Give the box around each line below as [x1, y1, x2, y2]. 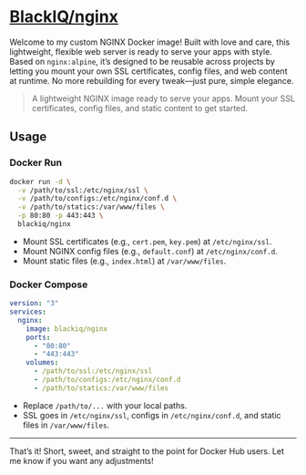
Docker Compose [9, 278, 88, 291]
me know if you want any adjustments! [9, 455, 155, 466]
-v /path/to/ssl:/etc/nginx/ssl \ [17, 185, 148, 195]
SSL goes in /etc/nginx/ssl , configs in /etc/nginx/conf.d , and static [22, 409, 281, 420]
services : [9, 307, 47, 316]
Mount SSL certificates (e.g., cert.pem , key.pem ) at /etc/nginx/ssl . [22, 235, 272, 247]
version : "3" [9, 299, 59, 308]
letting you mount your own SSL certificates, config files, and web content [9, 66, 288, 77]
